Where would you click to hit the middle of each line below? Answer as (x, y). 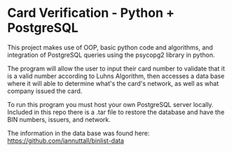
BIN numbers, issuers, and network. (59, 119)
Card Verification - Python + (91, 13)
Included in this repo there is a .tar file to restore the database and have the (116, 112)
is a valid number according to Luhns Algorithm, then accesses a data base (116, 76)
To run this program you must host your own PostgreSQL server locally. (110, 104)
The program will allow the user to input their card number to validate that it (116, 68)
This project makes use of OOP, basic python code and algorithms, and (110, 47)
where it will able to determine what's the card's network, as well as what (113, 83)
